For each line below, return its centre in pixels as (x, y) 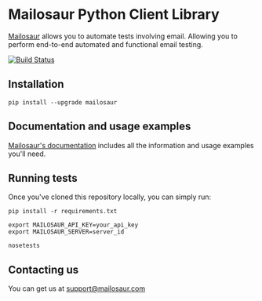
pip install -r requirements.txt (63, 212)
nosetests (24, 246)
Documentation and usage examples (100, 127)
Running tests (43, 178)
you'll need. (27, 154)
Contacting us (44, 269)
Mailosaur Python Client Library (114, 15)
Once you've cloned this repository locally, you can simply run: (110, 197)
